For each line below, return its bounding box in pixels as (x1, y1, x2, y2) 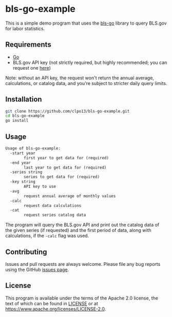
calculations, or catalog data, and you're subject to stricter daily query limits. (5, 80, 167, 86)
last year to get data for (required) (24, 165, 107, 170)
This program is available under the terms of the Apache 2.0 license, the (5, 295, 158, 301)
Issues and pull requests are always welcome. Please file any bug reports (5, 261, 161, 267)
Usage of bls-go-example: (5, 146, 61, 151)
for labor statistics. (5, 25, 45, 31)
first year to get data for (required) (24, 155, 109, 160)
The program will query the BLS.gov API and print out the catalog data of (5, 222, 160, 228)
